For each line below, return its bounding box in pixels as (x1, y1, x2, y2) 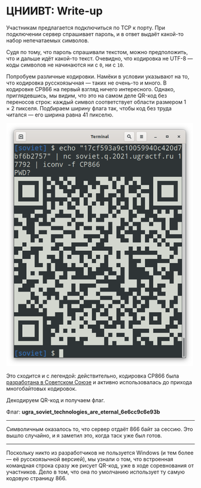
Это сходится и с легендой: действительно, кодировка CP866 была (6, 372, 179, 379)
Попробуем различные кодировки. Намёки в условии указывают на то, (6, 73, 190, 80)
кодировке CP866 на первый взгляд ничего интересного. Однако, (6, 85, 175, 92)
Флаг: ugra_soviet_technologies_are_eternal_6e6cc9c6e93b (6, 408, 160, 415)
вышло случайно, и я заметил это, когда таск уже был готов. (6, 432, 163, 439)
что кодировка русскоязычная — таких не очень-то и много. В (6, 79, 167, 86)
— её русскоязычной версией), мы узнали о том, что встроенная (6, 455, 173, 463)
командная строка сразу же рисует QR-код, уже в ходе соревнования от (6, 462, 194, 469)
